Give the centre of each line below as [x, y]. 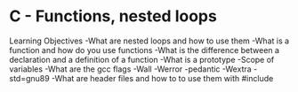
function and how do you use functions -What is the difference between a [145, 50]
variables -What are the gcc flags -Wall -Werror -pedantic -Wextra [130, 69]
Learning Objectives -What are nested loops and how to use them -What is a [149, 41]
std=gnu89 [30, 78]
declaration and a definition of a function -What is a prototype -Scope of [142, 59]
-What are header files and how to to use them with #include [163, 78]
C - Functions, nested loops [113, 16]
